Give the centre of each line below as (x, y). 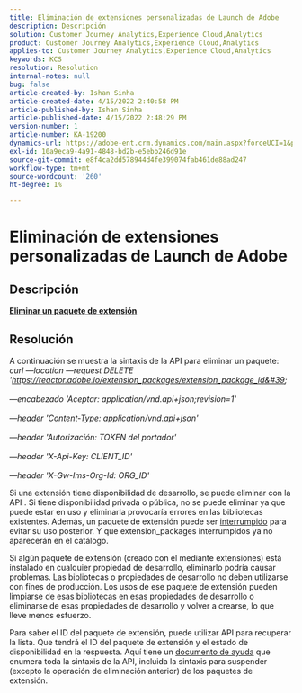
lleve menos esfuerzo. (50, 615)
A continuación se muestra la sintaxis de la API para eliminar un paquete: (144, 360)
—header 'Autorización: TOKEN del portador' (93, 437)
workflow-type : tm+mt (50, 168)
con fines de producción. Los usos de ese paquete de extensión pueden (143, 586)
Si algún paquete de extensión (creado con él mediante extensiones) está (146, 557)
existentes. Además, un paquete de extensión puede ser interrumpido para (148, 521)
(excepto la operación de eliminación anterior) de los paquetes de (131, 671)
